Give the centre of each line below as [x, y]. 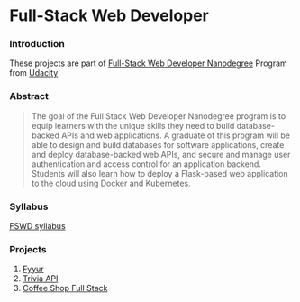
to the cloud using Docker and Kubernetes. [111, 183]
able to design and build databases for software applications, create [158, 144]
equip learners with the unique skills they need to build [133, 125]
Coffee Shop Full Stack [65, 288]
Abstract [29, 96]
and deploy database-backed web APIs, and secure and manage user [161, 154]
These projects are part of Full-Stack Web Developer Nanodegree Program [149, 63]
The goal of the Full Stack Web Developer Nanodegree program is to [159, 116]
